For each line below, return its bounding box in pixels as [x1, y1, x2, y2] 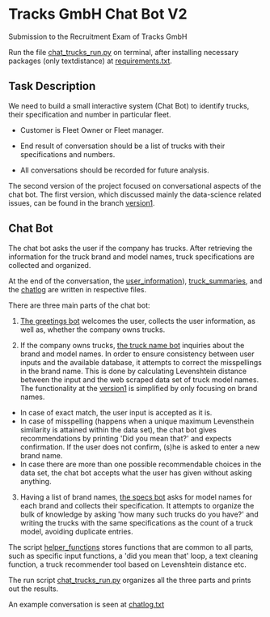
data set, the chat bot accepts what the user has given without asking [19, 467, 252, 478]
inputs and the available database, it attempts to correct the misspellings [19, 357, 263, 367]
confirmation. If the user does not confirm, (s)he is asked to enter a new [19, 442, 260, 452]
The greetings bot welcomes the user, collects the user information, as [19, 316, 256, 326]
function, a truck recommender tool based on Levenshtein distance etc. [8, 560, 247, 569]
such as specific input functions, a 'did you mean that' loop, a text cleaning [8, 551, 259, 560]
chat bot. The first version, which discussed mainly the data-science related [8, 189, 262, 199]
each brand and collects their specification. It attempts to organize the [19, 500, 255, 510]
